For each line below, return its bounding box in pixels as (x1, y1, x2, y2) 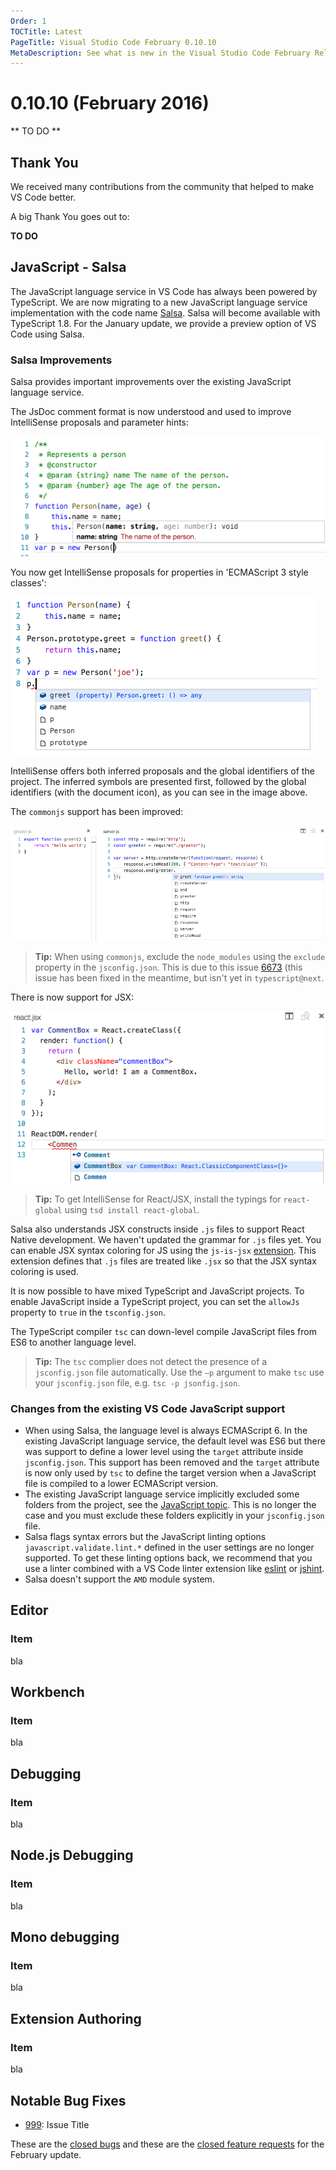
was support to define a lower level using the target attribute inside (24, 1446, 304, 1457)
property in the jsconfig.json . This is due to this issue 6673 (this (34, 961, 303, 974)
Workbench (10, 1684, 85, 1701)
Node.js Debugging (10, 1847, 134, 1864)
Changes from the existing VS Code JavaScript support (10, 1401, 286, 1415)
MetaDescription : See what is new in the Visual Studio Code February (10, 48, 311, 58)
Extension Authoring (10, 2010, 142, 2027)
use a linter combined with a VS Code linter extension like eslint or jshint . (24, 1563, 325, 1574)
